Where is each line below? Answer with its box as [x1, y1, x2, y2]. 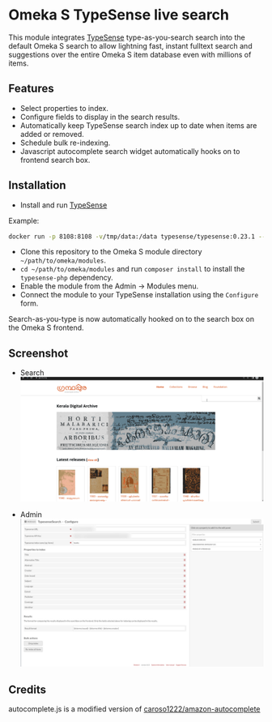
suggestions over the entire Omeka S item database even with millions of [8, 49, 252, 59]
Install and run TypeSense [19, 200, 108, 210]
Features [8, 82, 54, 96]
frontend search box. [19, 155, 91, 164]
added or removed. [19, 129, 85, 139]
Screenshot [8, 346, 69, 360]
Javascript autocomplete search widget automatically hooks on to [19, 146, 240, 156]
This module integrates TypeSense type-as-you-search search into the [8, 32, 245, 42]
